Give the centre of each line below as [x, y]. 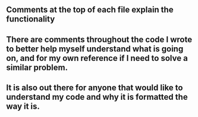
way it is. [23, 107]
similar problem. [37, 67]
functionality [31, 19]
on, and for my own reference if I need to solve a [97, 58]
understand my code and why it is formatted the [97, 97]
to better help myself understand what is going [95, 49]
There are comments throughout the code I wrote [99, 39]
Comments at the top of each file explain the [90, 10]
